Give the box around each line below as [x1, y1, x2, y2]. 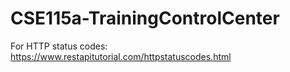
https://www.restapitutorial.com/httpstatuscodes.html [10, 50, 232, 62]
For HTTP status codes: [10, 40, 108, 52]
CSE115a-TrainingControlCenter [10, 7, 280, 30]
